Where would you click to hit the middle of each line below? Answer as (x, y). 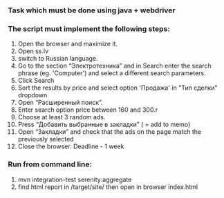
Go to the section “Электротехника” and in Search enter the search (114, 66)
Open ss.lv (33, 51)
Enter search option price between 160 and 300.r (88, 110)
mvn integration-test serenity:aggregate (75, 179)
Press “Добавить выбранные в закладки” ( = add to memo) (104, 125)
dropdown (32, 95)
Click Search (36, 81)
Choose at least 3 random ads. (62, 117)
